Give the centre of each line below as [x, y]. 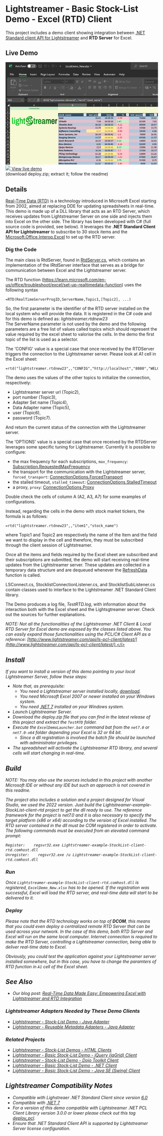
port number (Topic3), [35, 397]
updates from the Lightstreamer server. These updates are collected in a [78, 565]
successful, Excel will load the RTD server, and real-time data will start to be [82, 893]
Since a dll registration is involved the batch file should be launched [87, 737]
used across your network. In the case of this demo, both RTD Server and [79, 931]
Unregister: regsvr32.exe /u [38, 855]
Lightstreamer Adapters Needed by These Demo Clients [73, 1011]
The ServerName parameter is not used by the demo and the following [76, 324]
